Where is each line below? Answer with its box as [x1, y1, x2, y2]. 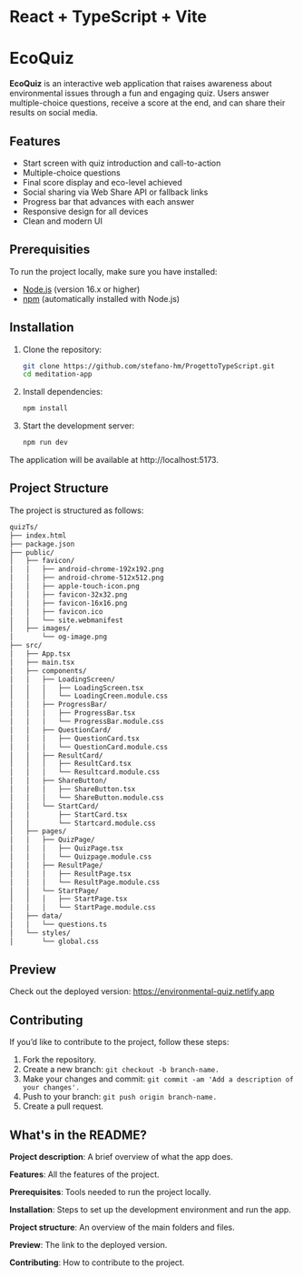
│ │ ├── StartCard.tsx [9, 809, 128, 819]
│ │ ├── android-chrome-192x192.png [9, 565, 165, 574]
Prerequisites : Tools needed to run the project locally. [9, 1187, 211, 1198]
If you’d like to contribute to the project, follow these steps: [9, 1037, 230, 1048]
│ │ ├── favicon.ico [9, 607, 103, 616]
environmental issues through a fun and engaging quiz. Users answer [9, 88, 269, 99]
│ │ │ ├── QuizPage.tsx [9, 844, 124, 853]
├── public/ [9, 548, 54, 557]
